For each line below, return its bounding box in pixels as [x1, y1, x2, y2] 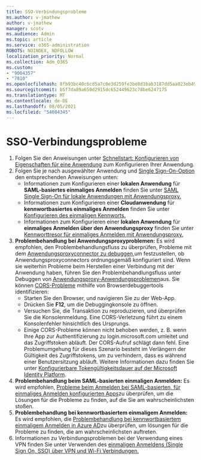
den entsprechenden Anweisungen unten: [14, 174, 118, 181]
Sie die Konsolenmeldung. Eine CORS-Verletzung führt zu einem [23, 314, 183, 321]
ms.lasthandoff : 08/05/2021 [6, 103, 77, 110]
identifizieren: [14, 288, 49, 295]
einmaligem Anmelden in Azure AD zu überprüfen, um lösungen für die [14, 422, 188, 429]
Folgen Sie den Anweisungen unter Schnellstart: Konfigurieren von [14, 155, 179, 162]
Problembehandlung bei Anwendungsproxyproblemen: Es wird [14, 237, 175, 244]
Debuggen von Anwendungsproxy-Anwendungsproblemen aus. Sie [14, 276, 180, 283]
